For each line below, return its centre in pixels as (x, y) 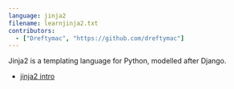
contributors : (32, 30)
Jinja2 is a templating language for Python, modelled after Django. (117, 61)
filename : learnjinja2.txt (53, 23)
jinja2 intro (37, 76)
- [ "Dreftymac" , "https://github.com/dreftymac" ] (100, 38)
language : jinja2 (37, 16)
